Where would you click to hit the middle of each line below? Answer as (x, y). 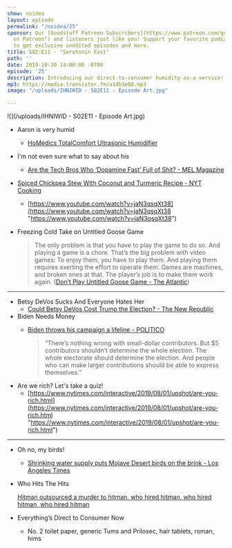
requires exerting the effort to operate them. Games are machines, (128, 267)
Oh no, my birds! (41, 450)
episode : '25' (28, 71)
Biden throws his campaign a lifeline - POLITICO (96, 330)
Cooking (29, 190)
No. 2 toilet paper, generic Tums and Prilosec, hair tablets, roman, (121, 531)
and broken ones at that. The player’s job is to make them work (124, 275)
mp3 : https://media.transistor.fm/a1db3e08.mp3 (77, 84)
